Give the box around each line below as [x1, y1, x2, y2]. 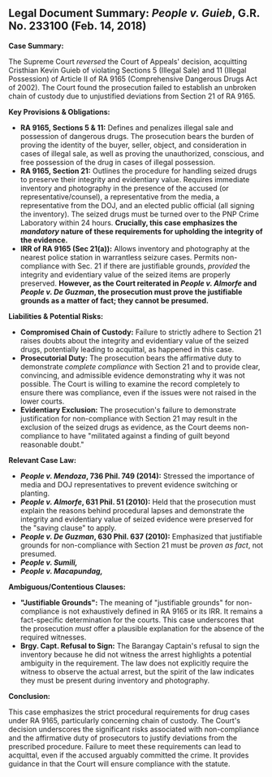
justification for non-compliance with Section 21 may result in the [19, 413, 238, 423]
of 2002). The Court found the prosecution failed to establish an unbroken [8, 82, 257, 92]
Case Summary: [8, 41, 64, 50]
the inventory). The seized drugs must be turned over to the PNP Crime [19, 209, 260, 219]
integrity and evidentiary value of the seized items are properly [19, 269, 231, 279]
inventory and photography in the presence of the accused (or [19, 183, 229, 193]
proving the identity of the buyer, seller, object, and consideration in [19, 140, 248, 150]
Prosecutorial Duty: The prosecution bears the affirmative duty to [19, 353, 242, 363]
